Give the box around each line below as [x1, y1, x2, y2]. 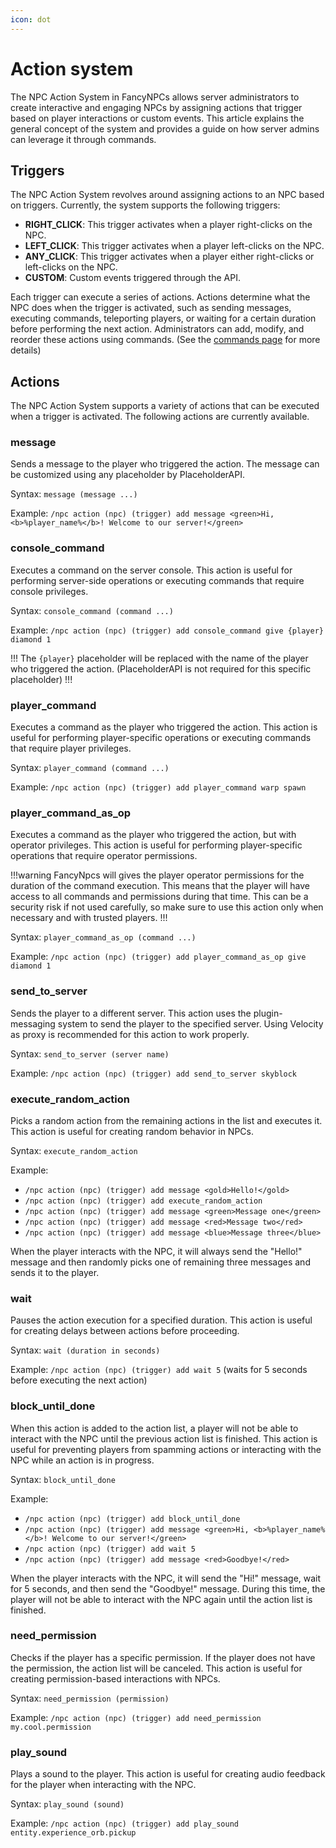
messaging [10, 1017, 56, 1030]
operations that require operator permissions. [10, 850, 198, 862]
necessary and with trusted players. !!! [10, 912, 168, 924]
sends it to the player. [10, 1266, 100, 1278]
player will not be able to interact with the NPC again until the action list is [10, 1593, 313, 1605]
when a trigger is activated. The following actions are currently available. [10, 411, 310, 423]
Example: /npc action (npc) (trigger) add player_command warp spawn [10, 781, 307, 793]
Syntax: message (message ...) [10, 488, 138, 500]
